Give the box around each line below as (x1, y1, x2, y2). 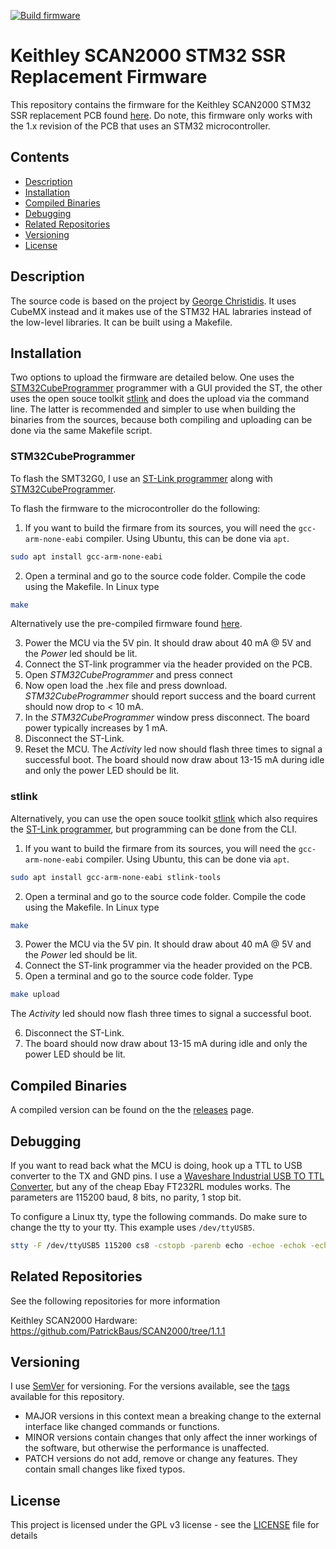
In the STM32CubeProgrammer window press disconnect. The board (24, 711, 310, 724)
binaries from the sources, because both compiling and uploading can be (10, 414, 313, 426)
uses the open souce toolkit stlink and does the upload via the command (10, 393, 310, 405)
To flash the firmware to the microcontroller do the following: (10, 502, 261, 514)
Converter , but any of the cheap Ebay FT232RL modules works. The (10, 1180, 291, 1192)
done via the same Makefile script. (10, 425, 153, 437)
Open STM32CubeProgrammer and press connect (24, 669, 233, 681)
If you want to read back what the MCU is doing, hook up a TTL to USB (10, 1159, 303, 1171)
